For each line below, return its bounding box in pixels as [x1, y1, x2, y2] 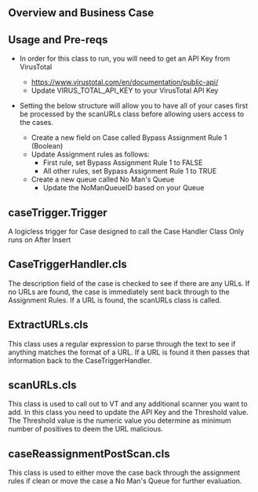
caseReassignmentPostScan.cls [8, 447, 170, 461]
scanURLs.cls [8, 379, 77, 392]
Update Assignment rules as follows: [31, 149, 151, 160]
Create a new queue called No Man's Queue [31, 174, 175, 184]
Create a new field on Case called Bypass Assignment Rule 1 [31, 133, 227, 142]
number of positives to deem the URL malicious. [8, 424, 163, 434]
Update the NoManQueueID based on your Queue [42, 183, 205, 193]
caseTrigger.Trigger [8, 206, 107, 219]
